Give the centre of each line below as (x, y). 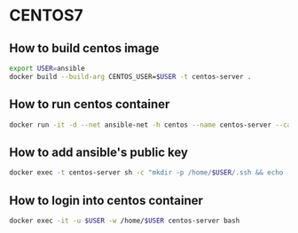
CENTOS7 (47, 16)
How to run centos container (90, 104)
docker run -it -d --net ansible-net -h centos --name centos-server (141, 125)
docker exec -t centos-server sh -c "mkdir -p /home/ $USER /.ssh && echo (146, 173)
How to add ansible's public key (99, 152)
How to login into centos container (106, 200)
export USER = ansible (47, 68)
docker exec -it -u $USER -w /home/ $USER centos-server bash (125, 221)
